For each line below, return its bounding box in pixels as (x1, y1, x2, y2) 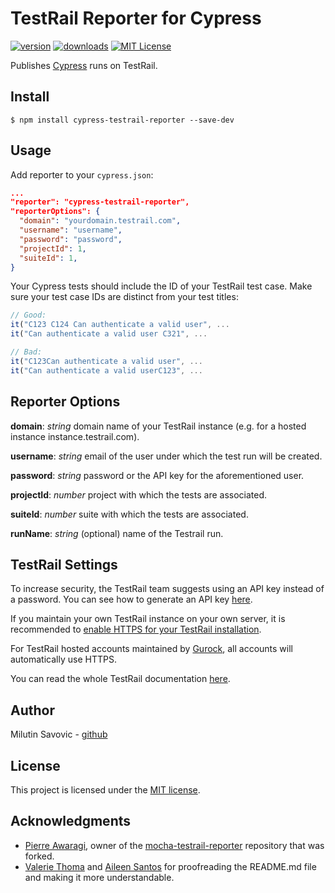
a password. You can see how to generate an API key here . (10, 593, 253, 606)
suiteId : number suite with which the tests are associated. (10, 508, 249, 520)
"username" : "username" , (19, 225, 123, 236)
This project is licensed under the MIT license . (10, 783, 201, 796)
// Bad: (10, 347, 43, 357)
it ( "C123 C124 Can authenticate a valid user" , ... (10, 320, 230, 330)
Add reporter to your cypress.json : (10, 168, 154, 181)
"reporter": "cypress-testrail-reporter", (10, 197, 190, 207)
